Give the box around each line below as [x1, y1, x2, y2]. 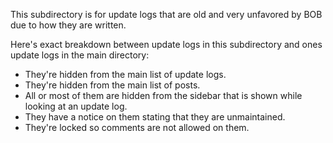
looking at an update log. [24, 100, 128, 112]
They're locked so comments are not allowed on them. [24, 122, 250, 133]
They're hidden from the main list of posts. [24, 79, 201, 91]
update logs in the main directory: [10, 49, 150, 61]
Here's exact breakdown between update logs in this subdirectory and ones [10, 39, 323, 50]
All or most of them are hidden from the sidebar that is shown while [24, 90, 303, 101]
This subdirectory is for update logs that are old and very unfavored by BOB [10, 9, 323, 20]
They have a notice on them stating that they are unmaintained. [24, 111, 286, 123]
